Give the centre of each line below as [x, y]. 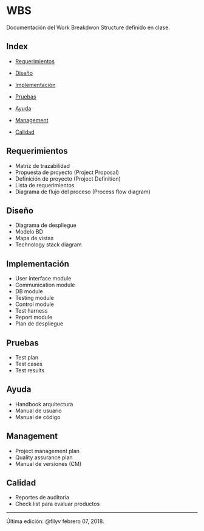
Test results [30, 370]
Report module [34, 318]
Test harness [31, 311]
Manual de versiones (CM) [48, 463]
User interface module [43, 279]
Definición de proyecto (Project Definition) [68, 179]
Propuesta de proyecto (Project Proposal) [67, 172]
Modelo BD [29, 232]
